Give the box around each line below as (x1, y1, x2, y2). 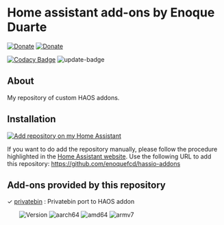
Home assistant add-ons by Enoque (7, 5, 215, 21)
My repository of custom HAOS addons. (7, 93, 120, 102)
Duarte (7, 19, 47, 35)
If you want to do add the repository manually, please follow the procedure (7, 145, 218, 153)
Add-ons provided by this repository (7, 179, 166, 191)
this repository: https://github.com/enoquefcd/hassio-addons (7, 159, 181, 167)
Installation (7, 113, 56, 125)
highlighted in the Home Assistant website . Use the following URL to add (7, 152, 212, 161)
